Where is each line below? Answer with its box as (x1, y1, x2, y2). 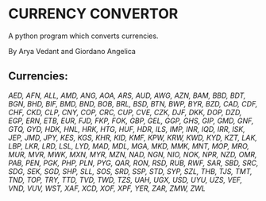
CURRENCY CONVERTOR (8, 5, 179, 23)
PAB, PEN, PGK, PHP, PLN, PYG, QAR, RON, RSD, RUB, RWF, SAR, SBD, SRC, (8, 158, 259, 168)
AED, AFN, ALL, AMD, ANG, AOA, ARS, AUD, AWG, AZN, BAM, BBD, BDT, (8, 91, 246, 100)
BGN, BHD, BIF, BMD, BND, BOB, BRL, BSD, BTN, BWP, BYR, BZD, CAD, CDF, (8, 99, 258, 108)
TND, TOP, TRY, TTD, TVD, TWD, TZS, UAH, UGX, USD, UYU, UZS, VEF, (8, 175, 243, 184)
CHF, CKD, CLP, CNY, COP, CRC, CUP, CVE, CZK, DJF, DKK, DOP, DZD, (8, 107, 242, 117)
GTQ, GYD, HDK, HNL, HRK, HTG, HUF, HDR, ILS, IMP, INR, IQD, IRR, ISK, (8, 124, 246, 133)
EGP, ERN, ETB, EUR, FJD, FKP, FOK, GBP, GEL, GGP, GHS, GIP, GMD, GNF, (8, 116, 254, 126)
